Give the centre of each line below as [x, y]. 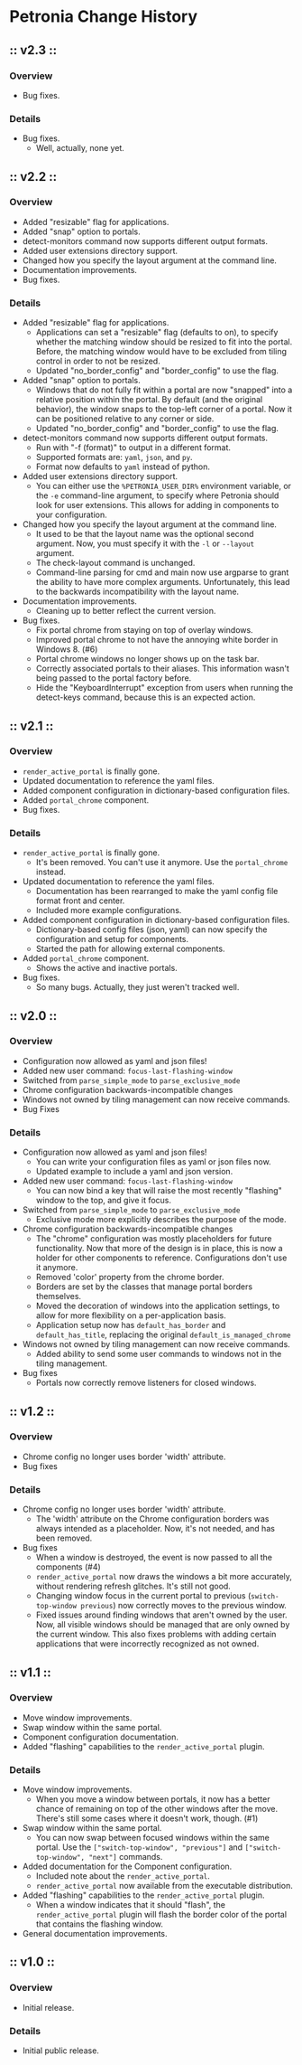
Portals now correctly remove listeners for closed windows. [146, 1383]
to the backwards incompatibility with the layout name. [137, 592]
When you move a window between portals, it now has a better [153, 1799]
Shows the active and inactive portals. [106, 968]
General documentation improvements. [95, 1934]
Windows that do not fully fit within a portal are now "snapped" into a [164, 390]
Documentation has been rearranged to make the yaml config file [157, 891]
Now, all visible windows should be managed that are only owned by [163, 1625]
